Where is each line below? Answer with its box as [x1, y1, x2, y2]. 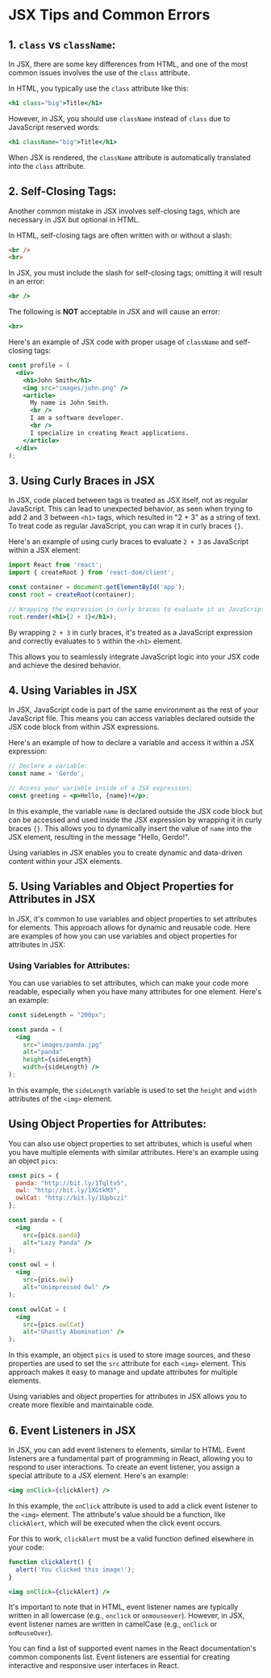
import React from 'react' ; [8, 561, 103, 569]
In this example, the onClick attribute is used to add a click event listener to [8, 1501, 258, 1511]
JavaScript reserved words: [8, 122, 101, 132]
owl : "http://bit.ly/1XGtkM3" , [15, 1187, 121, 1195]
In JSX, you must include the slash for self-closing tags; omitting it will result [8, 268, 262, 278]
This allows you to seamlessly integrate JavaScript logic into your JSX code [8, 651, 260, 661]
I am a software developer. [29, 414, 125, 422]
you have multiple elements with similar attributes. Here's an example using [8, 1147, 260, 1157]
